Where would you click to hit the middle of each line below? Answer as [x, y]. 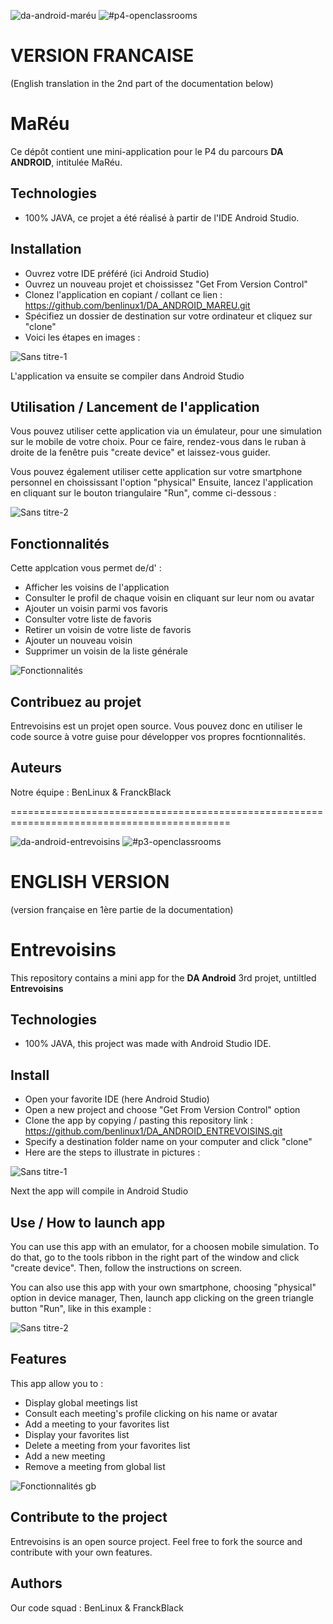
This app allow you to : [57, 1383]
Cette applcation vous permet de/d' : [86, 568]
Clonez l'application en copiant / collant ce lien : [123, 294]
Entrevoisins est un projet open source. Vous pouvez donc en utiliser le [156, 726]
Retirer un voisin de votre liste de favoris [108, 630]
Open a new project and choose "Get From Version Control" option [162, 1110]
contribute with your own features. [81, 1552]
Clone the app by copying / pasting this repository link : [139, 1121]
